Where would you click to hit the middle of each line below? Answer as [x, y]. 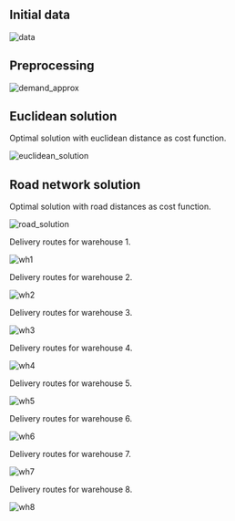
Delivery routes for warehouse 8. [71, 490]
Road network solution [75, 185]
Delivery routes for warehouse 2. [71, 277]
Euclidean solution [63, 116]
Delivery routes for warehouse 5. [71, 383]
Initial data [40, 15]
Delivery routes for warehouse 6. [71, 419]
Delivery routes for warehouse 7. [71, 454]
